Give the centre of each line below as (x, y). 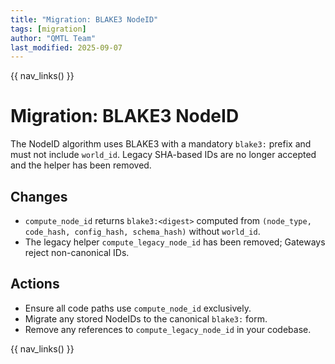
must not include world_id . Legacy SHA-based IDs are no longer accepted (163, 155)
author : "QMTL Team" (53, 38)
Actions (35, 284)
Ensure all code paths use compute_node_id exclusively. (138, 308)
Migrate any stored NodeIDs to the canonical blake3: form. (146, 318)
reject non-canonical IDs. (77, 252)
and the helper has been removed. (81, 165)
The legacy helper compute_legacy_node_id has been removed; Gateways (175, 242)
